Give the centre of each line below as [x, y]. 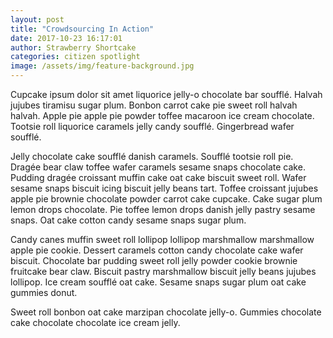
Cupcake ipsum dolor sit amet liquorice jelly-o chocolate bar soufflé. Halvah [166, 94]
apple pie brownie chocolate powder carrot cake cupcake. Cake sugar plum [166, 199]
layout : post [37, 19]
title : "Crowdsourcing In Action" [82, 29]
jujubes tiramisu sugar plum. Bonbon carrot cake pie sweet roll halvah [154, 105]
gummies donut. [44, 292]
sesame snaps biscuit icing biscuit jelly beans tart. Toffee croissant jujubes [164, 188]
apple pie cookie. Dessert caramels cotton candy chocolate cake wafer [157, 250]
